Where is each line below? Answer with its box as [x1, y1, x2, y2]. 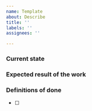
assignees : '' [6, 30, 41, 36]
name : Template [6, 8, 43, 15]
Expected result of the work [6, 70, 86, 78]
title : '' [6, 19, 30, 25]
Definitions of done [6, 86, 62, 94]
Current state [6, 55, 45, 63]
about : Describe [6, 14, 45, 20]
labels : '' [6, 25, 33, 31]
